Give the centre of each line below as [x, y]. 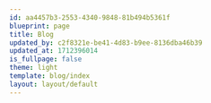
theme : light [34, 68]
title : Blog [31, 34]
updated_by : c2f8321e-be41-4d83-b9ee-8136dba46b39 [106, 43]
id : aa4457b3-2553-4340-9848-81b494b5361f [90, 17]
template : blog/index [50, 76]
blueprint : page [40, 26]
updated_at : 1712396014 [54, 51]
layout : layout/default [54, 84]
